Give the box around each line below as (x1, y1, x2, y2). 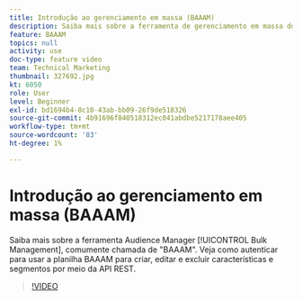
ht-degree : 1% (9, 139, 63, 148)
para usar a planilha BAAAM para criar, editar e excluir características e (9, 253, 274, 264)
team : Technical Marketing (9, 64, 111, 73)
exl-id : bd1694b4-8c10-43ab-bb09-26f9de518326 (9, 105, 187, 114)
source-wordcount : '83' (9, 131, 99, 140)
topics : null (9, 38, 58, 48)
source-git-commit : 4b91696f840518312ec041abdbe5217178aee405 (9, 114, 247, 123)
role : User (9, 88, 50, 97)
